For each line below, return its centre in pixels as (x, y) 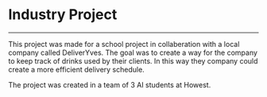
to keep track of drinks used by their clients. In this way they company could (133, 60)
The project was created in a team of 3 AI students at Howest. (110, 84)
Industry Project (63, 15)
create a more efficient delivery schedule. (76, 69)
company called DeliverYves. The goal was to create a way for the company (133, 52)
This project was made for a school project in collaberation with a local (124, 44)
